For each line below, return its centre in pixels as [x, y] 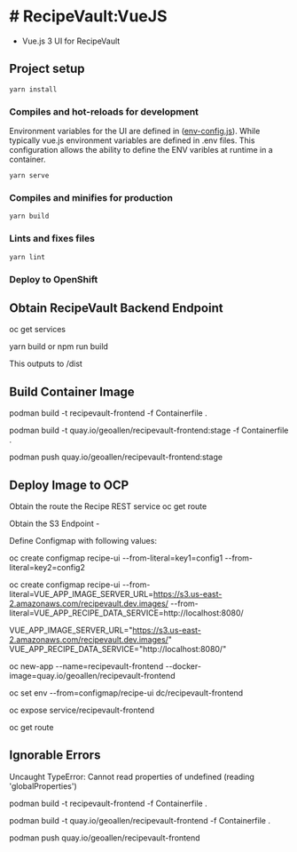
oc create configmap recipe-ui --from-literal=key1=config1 [116, 558]
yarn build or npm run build [59, 346]
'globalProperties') [43, 786]
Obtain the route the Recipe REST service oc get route [108, 506]
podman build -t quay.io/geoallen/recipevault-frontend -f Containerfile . [140, 820]
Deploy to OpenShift [54, 279]
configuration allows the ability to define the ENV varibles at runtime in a [141, 150]
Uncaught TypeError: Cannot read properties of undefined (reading [132, 776]
